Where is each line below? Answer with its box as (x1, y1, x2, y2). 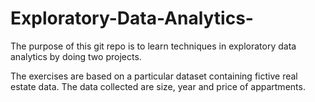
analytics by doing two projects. (10, 50, 142, 62)
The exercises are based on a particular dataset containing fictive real (10, 70, 298, 82)
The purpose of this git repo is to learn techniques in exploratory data (10, 40, 297, 52)
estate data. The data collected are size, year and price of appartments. (10, 80, 306, 92)
